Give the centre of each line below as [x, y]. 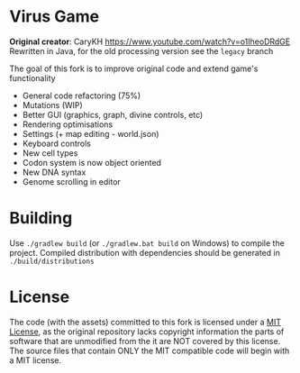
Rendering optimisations [68, 124]
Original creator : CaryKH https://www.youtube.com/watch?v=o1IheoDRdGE [150, 41]
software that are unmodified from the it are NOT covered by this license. [145, 341]
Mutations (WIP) [52, 105]
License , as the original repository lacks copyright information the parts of [147, 332]
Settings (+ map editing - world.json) [91, 133]
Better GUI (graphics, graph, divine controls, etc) [113, 114]
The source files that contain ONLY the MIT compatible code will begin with [150, 350]
